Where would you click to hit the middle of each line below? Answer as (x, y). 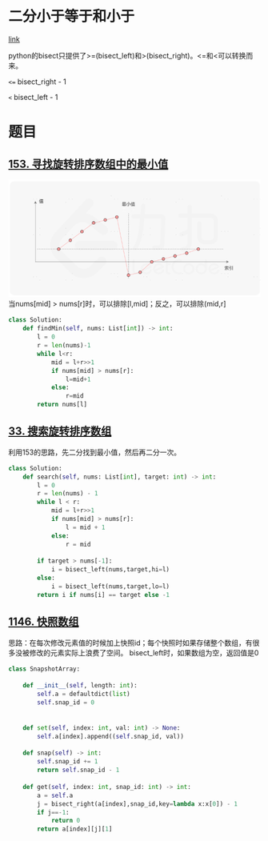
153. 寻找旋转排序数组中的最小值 (88, 164)
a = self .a (55, 795)
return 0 (66, 821)
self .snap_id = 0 (66, 703)
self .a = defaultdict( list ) (84, 694)
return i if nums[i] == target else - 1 (104, 595)
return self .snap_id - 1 (78, 770)
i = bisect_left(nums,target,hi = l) (110, 570)
